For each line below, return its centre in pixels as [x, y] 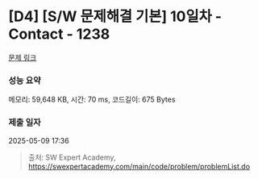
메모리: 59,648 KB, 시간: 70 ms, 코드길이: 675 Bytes [92, 100]
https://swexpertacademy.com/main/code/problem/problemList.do [139, 166]
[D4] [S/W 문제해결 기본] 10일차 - [115, 17]
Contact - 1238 [59, 34]
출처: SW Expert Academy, [72, 157]
